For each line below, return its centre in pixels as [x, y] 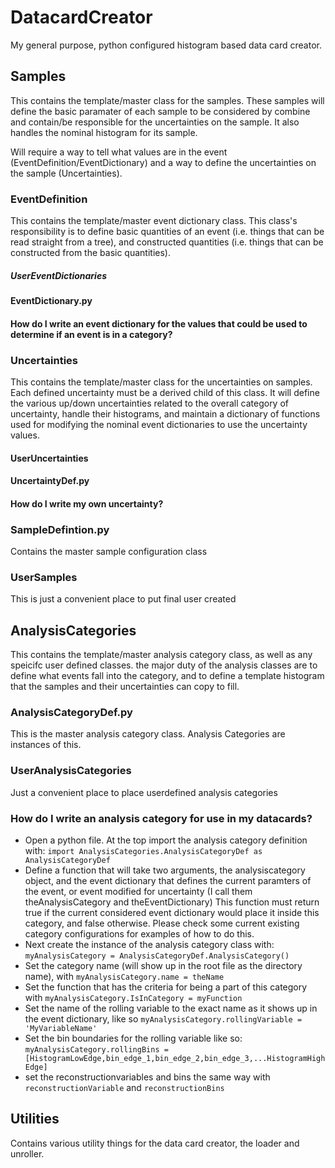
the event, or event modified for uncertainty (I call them [138, 891]
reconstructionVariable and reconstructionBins [124, 1087]
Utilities [35, 1119]
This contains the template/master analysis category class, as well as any [161, 655]
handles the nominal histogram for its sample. [104, 132]
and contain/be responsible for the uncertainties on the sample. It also [155, 122]
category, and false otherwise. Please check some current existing [162, 923]
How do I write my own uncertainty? [87, 503]
